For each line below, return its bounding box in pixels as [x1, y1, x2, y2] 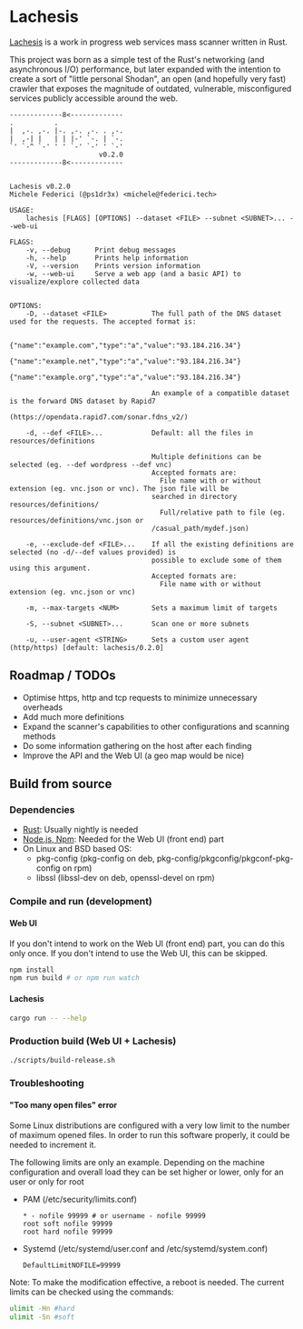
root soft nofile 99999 [22, 1219, 113, 1228]
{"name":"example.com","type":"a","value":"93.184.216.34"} [9, 341, 242, 350]
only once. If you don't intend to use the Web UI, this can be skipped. [9, 947, 269, 958]
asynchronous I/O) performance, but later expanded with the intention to [9, 64, 281, 75]
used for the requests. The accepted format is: [9, 316, 197, 326]
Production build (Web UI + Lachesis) [9, 1034, 177, 1047]
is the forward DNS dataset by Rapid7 [9, 396, 156, 405]
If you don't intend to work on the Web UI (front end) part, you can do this [9, 938, 286, 949]
